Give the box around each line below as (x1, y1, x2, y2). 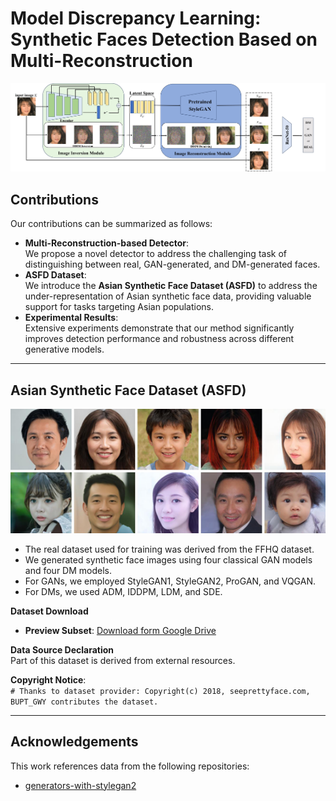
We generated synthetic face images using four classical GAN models (24, 553, 313, 566)
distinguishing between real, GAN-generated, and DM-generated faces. (24, 258, 321, 271)
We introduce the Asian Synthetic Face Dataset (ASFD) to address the (24, 280, 318, 292)
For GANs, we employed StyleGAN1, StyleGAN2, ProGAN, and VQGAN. (24, 575, 316, 587)
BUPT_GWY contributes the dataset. (10, 697, 159, 707)
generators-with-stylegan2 (24, 779, 137, 791)
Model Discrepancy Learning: (10, 7, 262, 30)
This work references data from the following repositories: (10, 760, 250, 772)
